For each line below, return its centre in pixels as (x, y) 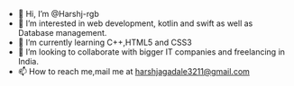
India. (28, 61)
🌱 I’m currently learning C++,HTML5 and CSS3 (105, 42)
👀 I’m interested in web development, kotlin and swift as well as (135, 23)
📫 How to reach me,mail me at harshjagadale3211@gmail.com (134, 71)
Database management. (62, 33)
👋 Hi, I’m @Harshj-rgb (58, 14)
